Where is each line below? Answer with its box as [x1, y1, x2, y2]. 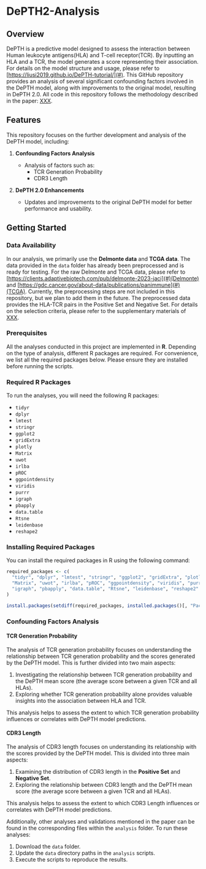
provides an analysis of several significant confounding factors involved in [6, 78, 194, 85]
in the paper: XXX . [6, 97, 53, 104]
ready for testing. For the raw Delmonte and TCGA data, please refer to [6, 268, 186, 276]
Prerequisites [6, 329, 47, 338]
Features [6, 115, 41, 125]
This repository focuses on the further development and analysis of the [6, 131, 186, 139]
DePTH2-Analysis [6, 4, 100, 18]
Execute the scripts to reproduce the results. [15, 855, 128, 863]
